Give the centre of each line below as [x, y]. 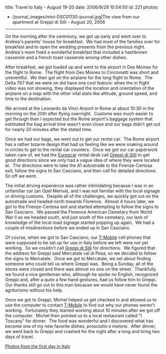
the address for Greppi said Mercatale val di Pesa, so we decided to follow [81, 253]
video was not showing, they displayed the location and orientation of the [80, 88]
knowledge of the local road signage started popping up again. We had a [80, 222]
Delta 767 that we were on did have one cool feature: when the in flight [77, 83]
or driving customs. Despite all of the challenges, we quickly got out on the [82, 196]
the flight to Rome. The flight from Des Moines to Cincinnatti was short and [82, 72]
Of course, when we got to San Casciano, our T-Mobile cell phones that [78, 237]
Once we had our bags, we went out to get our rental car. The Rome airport [82, 139]
